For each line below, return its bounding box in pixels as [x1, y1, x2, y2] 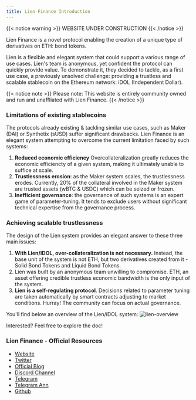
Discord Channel [14, 369, 56, 376]
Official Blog [14, 362, 45, 370]
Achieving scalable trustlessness [6, 218, 103, 226]
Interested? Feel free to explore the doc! [6, 322, 103, 329]
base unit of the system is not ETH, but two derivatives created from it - [14, 256, 188, 263]
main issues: [6, 238, 36, 245]
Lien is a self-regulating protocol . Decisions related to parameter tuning [14, 287, 190, 294]
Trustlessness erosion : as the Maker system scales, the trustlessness [14, 172, 185, 179]
